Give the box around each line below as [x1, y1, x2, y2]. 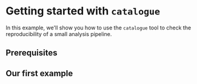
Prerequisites [5, 48, 58, 58]
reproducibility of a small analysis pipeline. [5, 30, 112, 37]
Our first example [5, 68, 73, 79]
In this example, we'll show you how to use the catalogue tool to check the [5, 24, 192, 31]
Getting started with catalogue [5, 4, 161, 18]
